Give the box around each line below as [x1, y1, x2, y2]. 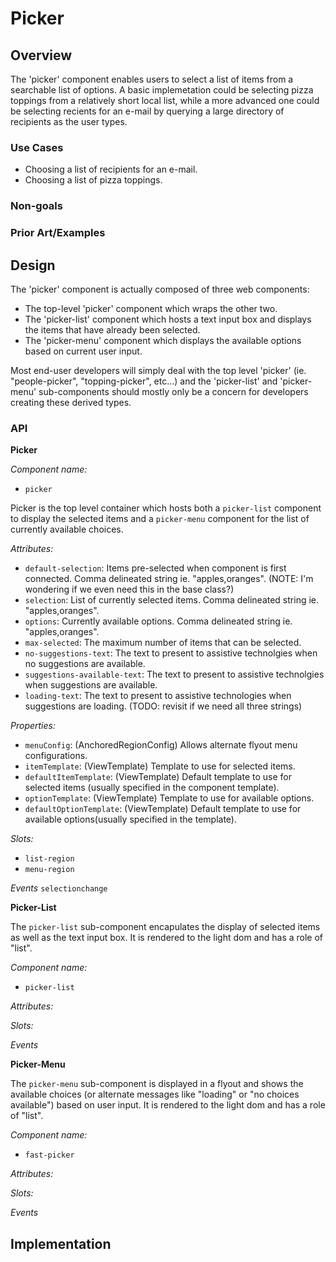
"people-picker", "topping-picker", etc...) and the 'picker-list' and [10, 375, 278, 387]
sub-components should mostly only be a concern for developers [38, 385, 309, 397]
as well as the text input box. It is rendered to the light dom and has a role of [10, 932, 324, 944]
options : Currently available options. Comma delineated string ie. [24, 615, 293, 627]
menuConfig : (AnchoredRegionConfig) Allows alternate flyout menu [24, 739, 298, 751]
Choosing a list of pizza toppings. [24, 174, 163, 186]
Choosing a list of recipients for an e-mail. [24, 163, 198, 176]
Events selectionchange [10, 882, 108, 894]
